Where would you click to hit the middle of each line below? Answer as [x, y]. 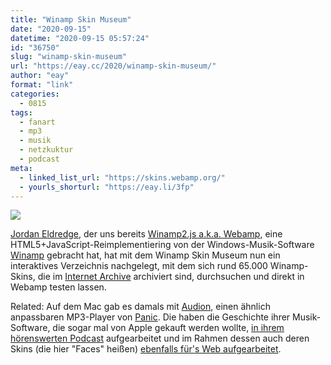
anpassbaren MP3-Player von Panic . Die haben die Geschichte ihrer [150, 317]
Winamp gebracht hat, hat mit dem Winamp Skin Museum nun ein [145, 255]
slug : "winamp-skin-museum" [69, 57]
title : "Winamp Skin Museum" [71, 19]
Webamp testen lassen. [58, 287]
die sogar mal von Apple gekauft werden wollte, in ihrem [168, 328]
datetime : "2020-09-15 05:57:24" [80, 38]
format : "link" [42, 85]
